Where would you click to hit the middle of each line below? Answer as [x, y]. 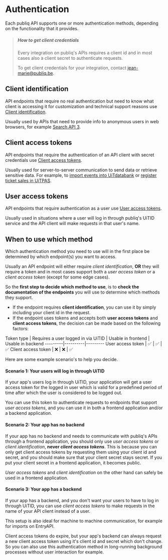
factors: [21, 329]
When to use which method [49, 239]
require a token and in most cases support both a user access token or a [80, 272]
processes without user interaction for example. [55, 552]
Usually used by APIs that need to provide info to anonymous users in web [82, 121]
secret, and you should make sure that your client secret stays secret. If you [83, 457]
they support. [19, 298]
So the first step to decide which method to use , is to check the [72, 287]
